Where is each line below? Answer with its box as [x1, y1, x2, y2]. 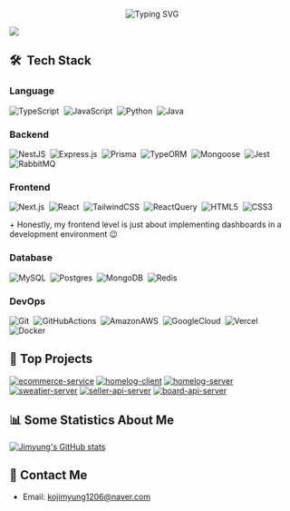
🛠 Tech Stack [9, 53, 92, 68]
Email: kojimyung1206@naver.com [22, 491, 151, 503]
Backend [9, 128, 50, 141]
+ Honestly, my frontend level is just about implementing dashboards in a [9, 219, 283, 231]
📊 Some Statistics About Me [9, 413, 175, 428]
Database [9, 251, 53, 264]
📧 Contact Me [9, 467, 88, 483]
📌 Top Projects [9, 351, 93, 367]
